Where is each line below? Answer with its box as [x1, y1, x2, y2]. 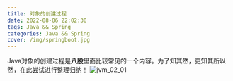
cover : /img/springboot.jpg [7, 37, 91, 44]
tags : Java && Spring [7, 23, 72, 30]
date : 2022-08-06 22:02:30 [7, 17, 87, 24]
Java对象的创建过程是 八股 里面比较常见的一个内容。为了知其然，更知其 [7, 57, 214, 66]
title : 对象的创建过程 [7, 10, 67, 18]
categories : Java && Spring [7, 30, 91, 37]
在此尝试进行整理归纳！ [19, 66, 89, 74]
